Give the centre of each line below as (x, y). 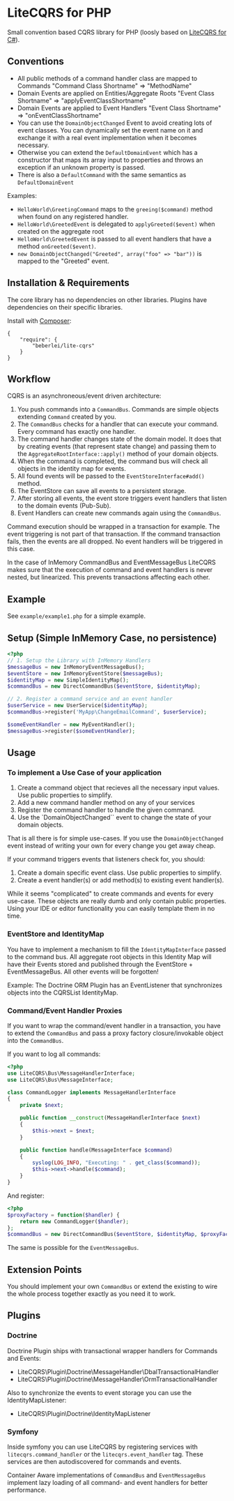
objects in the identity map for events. (72, 469)
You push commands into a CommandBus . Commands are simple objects (118, 409)
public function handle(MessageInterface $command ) (96, 1150)
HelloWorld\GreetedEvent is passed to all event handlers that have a (114, 239)
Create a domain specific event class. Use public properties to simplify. (119, 873)
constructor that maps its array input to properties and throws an (110, 160)
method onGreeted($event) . (56, 246)
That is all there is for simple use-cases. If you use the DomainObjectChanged (116, 838)
